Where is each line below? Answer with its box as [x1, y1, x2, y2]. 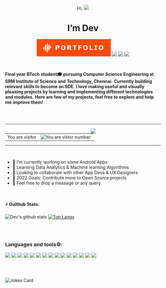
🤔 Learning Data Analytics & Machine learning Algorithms [12, 164, 129, 170]
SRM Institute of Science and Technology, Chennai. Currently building [5, 78, 152, 84]
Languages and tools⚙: [5, 241, 63, 248]
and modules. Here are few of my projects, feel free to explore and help [5, 94, 154, 100]
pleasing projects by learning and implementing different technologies [5, 89, 153, 95]
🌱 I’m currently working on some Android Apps [12, 159, 108, 165]
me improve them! [5, 99, 43, 105]
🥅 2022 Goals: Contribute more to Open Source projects [12, 175, 127, 181]
